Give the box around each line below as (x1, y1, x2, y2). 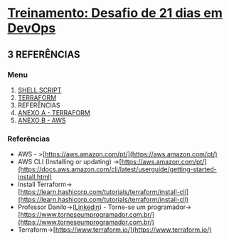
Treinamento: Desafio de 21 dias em (7, 5, 223, 21)
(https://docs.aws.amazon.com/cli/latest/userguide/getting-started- (17, 165, 217, 173)
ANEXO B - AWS (17, 116, 66, 124)
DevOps (7, 20, 56, 36)
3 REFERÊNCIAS (7, 48, 80, 60)
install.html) (17, 173, 52, 181)
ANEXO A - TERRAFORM (17, 108, 90, 117)
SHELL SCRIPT (17, 85, 62, 94)
